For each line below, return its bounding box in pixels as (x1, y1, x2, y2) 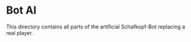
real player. (6, 29, 34, 36)
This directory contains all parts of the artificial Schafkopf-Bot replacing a (6, 23, 185, 30)
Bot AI (6, 4, 37, 17)
